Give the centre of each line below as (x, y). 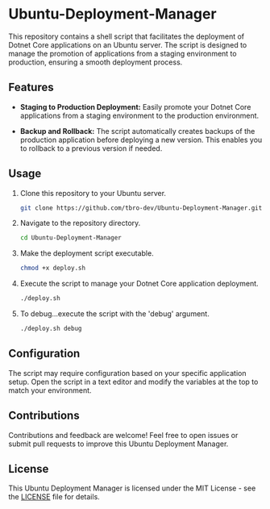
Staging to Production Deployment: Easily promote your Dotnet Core (135, 106)
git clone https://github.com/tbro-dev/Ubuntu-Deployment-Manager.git (141, 208)
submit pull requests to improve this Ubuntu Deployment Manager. (118, 444)
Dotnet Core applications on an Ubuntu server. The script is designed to (128, 44)
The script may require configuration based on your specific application (127, 373)
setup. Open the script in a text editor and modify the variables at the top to (133, 382)
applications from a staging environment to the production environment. (139, 115)
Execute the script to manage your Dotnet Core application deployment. (139, 284)
